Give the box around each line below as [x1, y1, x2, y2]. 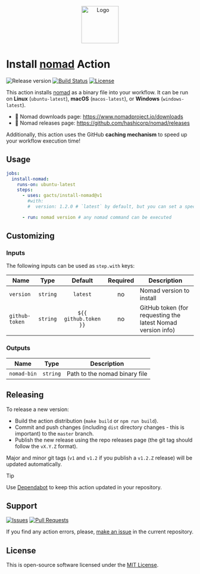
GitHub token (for [139, 304, 189, 312]
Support [6, 501, 37, 511]
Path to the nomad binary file [66, 369, 148, 378]
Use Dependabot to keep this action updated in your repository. [6, 483, 162, 490]
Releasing [6, 390, 44, 400]
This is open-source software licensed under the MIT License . [6, 561, 159, 569]
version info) [139, 326, 176, 334]
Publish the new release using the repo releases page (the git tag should [14, 436, 193, 443]
